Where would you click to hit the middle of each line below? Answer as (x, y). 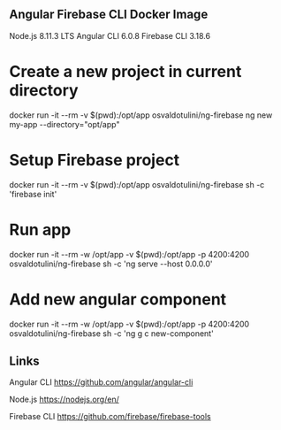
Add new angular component (118, 299)
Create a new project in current (125, 72)
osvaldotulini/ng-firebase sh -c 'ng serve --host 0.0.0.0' (111, 264)
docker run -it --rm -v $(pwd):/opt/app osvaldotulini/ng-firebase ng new (141, 115)
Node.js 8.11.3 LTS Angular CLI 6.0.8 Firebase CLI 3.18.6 (110, 35)
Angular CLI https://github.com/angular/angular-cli (101, 382)
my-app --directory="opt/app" (65, 124)
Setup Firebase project (95, 160)
